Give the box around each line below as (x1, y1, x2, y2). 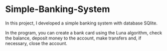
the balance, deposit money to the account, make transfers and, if (5, 35, 141, 41)
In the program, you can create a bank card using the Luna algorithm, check (5, 29, 162, 35)
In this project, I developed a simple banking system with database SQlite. (5, 20, 158, 26)
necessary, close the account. (5, 40, 68, 46)
